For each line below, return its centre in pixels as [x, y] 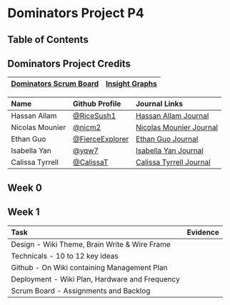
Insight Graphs [131, 84]
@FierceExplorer [101, 139]
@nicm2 [87, 128]
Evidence [203, 232]
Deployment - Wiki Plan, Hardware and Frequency [95, 279]
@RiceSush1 [94, 116]
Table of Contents [48, 40]
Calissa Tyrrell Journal [173, 162]
